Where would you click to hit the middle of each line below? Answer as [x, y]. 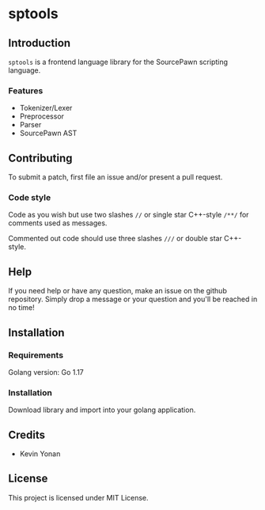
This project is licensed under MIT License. [78, 497]
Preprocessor [42, 116]
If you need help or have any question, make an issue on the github [117, 291]
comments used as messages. [58, 223]
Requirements [36, 355]
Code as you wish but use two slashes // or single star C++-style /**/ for [129, 215]
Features [26, 90]
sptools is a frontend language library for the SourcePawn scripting [118, 62]
